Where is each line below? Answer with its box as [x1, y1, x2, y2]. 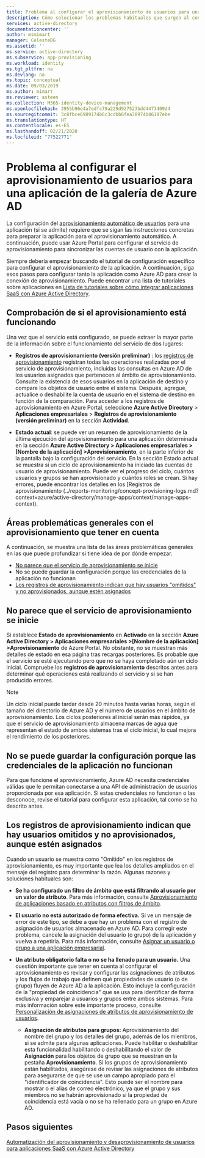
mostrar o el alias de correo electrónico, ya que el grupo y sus [24, 1085, 181, 1092]
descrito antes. [6, 802, 44, 810]
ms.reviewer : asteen [6, 94, 59, 100]
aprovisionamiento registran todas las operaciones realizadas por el [15, 358, 186, 366]
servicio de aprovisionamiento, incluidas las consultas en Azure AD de [15, 364, 192, 372]
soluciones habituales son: [6, 875, 73, 882]
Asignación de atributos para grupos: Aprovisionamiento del [24, 1026, 179, 1033]
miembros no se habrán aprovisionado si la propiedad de [24, 1091, 168, 1098]
